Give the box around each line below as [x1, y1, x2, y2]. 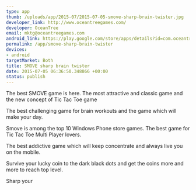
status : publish [6, 74, 45, 80]
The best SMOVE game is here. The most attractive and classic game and [6, 90, 183, 97]
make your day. [6, 113, 43, 120]
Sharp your [6, 178, 33, 185]
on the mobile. [6, 148, 41, 156]
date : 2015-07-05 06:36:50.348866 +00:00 [6, 68, 108, 74]
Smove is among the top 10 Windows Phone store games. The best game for [6, 125, 190, 132]
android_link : [6, 36, 41, 42]
